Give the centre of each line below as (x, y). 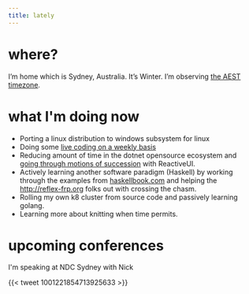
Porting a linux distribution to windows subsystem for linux (115, 138)
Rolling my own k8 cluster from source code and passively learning (128, 197)
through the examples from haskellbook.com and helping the (118, 180)
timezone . (24, 84)
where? (33, 54)
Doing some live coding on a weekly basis (87, 147)
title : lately (32, 15)
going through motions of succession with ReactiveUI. (107, 163)
